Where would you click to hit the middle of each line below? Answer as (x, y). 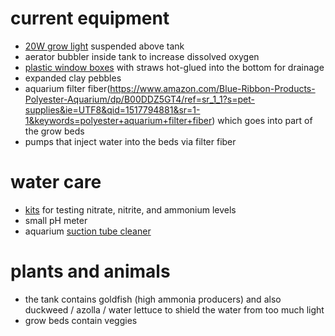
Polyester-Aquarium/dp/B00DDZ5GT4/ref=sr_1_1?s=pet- (139, 99)
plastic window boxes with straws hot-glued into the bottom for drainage (174, 67)
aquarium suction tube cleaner (88, 231)
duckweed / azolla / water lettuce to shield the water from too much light (174, 309)
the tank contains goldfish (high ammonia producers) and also (153, 299)
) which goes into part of (262, 120)
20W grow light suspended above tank (104, 46)
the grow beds (54, 131)
